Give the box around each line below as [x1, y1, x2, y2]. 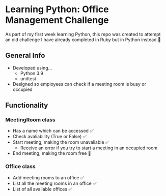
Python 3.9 [20, 70, 44, 76]
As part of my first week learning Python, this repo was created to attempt [5, 31, 161, 37]
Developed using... [12, 64, 52, 71]
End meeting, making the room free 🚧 [12, 150, 92, 156]
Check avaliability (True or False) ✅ [12, 134, 87, 140]
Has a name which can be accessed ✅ [12, 128, 94, 134]
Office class [5, 163, 36, 170]
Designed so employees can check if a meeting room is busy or [12, 81, 147, 87]
